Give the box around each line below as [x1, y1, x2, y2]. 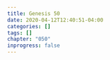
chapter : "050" [7, 36, 51, 43]
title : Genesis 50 [7, 10, 60, 17]
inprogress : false [7, 42, 60, 49]
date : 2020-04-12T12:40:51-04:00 [7, 17, 104, 23]
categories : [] [7, 23, 51, 30]
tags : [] [7, 29, 33, 37]
